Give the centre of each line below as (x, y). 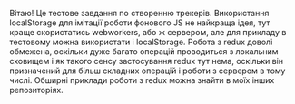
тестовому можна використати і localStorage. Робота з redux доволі (141, 42)
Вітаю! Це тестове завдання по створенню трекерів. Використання (139, 13)
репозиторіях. (36, 90)
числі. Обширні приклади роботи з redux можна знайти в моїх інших (142, 80)
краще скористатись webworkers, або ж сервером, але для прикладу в (148, 32)
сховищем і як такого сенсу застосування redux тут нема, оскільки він (147, 61)
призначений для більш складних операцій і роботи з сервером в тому (147, 71)
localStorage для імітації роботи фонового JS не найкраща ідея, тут (140, 23)
